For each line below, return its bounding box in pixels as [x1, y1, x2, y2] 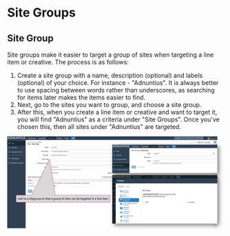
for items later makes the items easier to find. [17, 93, 146, 101]
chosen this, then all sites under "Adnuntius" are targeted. [17, 123, 181, 130]
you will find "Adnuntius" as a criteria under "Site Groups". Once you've [17, 115, 220, 124]
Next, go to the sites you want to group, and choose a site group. [17, 101, 202, 108]
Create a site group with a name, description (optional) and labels [17, 71, 203, 79]
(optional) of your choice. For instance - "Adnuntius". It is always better [17, 79, 219, 87]
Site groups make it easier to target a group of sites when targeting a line [7, 50, 214, 59]
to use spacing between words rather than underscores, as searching [17, 86, 215, 94]
